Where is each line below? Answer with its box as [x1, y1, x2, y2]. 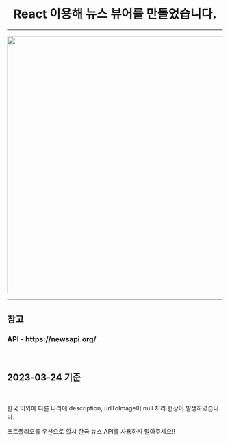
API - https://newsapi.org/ [7, 334, 97, 344]
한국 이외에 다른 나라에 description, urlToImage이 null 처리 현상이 [7, 404, 185, 413]
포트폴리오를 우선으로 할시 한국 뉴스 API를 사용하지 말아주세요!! [7, 428, 176, 436]
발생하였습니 [186, 404, 219, 413]
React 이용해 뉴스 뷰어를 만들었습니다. [13, 6, 217, 22]
